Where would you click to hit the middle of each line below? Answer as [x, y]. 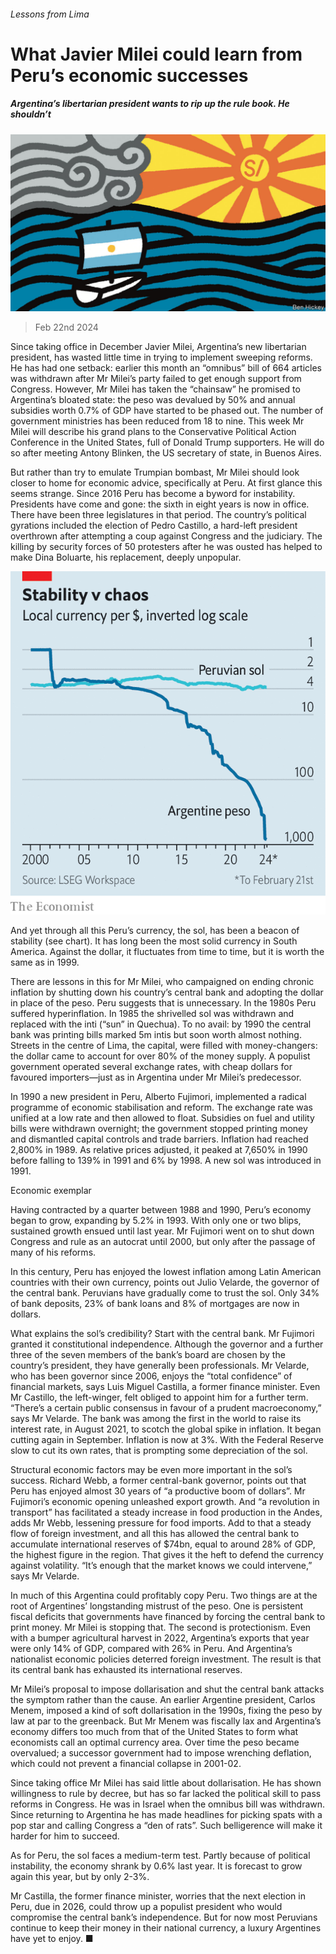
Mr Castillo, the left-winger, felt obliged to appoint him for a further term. [159, 1397]
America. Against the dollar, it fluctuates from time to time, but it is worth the [167, 951]
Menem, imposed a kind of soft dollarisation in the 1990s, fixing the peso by [166, 1710]
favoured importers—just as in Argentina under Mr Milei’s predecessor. [156, 1077]
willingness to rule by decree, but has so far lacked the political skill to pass [166, 1793]
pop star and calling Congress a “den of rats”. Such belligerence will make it [166, 1825]
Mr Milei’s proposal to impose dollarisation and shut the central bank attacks [167, 1689]
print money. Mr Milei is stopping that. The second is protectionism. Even [161, 1627]
